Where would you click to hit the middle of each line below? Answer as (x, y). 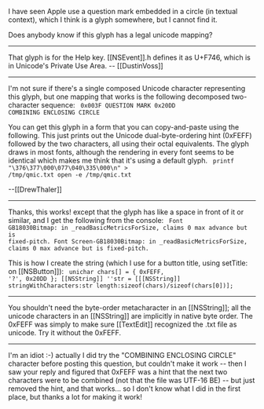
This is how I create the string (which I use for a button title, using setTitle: (128, 263)
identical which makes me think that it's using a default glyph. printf (121, 161)
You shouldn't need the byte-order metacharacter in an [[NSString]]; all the (130, 308)
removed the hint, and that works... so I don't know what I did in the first (125, 389)
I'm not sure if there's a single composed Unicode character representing (127, 88)
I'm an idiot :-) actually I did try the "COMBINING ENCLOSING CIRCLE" (122, 355)
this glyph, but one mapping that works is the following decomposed (119, 97)
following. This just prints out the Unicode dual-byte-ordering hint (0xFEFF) (130, 135)
